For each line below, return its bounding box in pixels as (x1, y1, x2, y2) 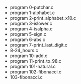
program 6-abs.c (10, 36, 45, 43)
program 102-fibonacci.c (10, 69, 62, 75)
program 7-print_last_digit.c (10, 42, 68, 48)
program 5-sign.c (10, 31, 47, 37)
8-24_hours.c (10, 48, 39, 53)
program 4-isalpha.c (10, 26, 53, 32)
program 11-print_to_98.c (10, 58, 61, 64)
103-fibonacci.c (10, 74, 43, 80)
